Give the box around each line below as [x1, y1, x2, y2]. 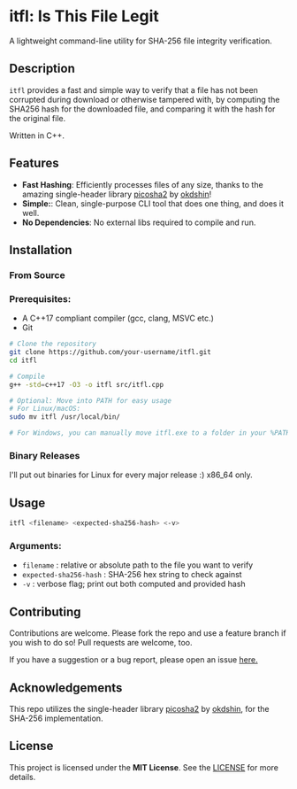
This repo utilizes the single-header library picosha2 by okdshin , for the [9, 703, 270, 714]
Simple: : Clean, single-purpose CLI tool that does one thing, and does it [21, 197, 285, 209]
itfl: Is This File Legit [9, 6, 159, 27]
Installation [9, 242, 72, 258]
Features [9, 156, 59, 171]
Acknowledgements [9, 680, 123, 695]
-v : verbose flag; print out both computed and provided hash [21, 578, 246, 590]
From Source [9, 268, 65, 281]
